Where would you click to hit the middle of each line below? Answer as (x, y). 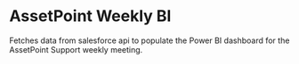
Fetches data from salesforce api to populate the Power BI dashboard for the (149, 40)
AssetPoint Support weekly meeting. (76, 49)
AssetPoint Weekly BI (90, 16)
